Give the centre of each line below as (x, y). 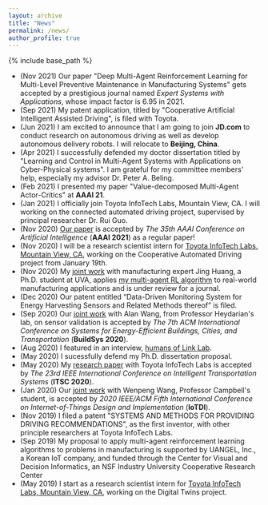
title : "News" (32, 23)
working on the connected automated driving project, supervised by (132, 212)
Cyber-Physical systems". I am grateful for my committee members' (132, 169)
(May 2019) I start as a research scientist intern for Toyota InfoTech (130, 483)
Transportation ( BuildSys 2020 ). (74, 340)
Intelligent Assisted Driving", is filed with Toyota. (99, 119)
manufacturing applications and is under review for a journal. (120, 288)
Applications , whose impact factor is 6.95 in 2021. (102, 101)
